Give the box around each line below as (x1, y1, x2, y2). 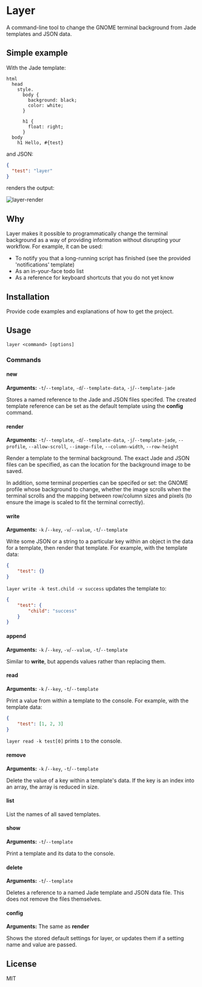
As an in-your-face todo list (15, 268, 84, 275)
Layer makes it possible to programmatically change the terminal (6, 230, 168, 237)
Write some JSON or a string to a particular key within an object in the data (6, 538, 194, 545)
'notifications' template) (15, 261, 75, 268)
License (6, 958, 37, 969)
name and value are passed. (6, 941, 77, 949)
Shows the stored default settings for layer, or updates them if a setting (6, 935, 184, 942)
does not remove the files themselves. (6, 895, 102, 903)
